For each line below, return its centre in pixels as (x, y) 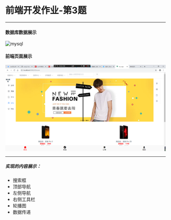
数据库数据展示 (21, 32)
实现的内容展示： (23, 167)
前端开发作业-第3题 (46, 10)
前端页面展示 (19, 56)
